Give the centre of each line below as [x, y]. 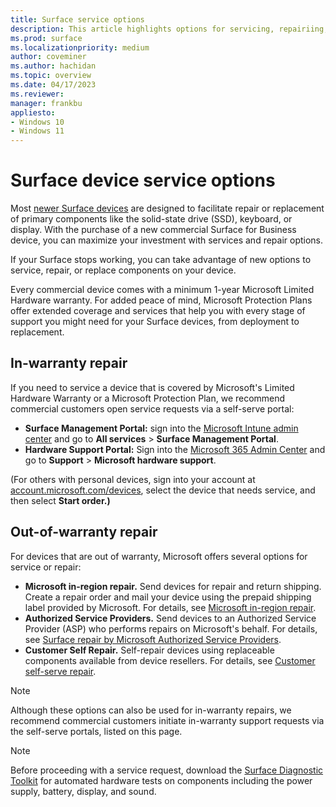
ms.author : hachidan [53, 66]
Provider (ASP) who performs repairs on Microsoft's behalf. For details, [171, 628]
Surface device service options [143, 180]
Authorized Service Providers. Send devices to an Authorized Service [170, 618]
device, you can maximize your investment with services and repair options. [167, 240]
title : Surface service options [77, 19]
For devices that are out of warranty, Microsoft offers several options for [159, 556]
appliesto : [33, 112]
